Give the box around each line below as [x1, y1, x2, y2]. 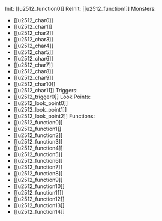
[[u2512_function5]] [13, 151, 63, 158]
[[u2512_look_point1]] [13, 106, 67, 113]
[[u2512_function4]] [13, 144, 63, 151]
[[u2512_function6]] [13, 157, 63, 164]
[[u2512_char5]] [13, 49, 53, 56]
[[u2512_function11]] [13, 189, 64, 196]
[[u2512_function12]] [13, 195, 65, 202]
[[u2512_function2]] [13, 132, 63, 139]
